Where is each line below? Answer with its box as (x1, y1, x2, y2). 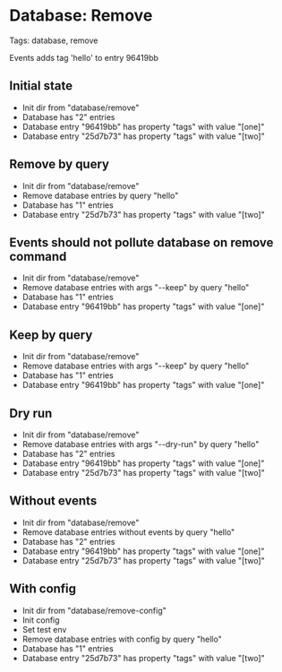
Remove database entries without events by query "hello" (21, 526, 235, 538)
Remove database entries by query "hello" (21, 190, 179, 201)
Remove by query (9, 157, 110, 172)
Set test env (21, 624, 67, 634)
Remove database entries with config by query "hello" (21, 633, 222, 644)
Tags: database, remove (9, 35, 98, 46)
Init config (21, 615, 60, 625)
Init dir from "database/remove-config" (21, 605, 167, 616)
